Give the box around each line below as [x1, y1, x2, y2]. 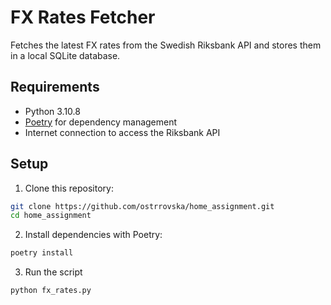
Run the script [24, 266, 83, 278]
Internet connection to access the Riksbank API [24, 126, 221, 138]
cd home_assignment [10, 211, 92, 221]
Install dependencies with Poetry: [24, 229, 163, 241]
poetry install [10, 248, 74, 258]
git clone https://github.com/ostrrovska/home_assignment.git [10, 201, 275, 211]
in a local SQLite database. [10, 49, 121, 61]
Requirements [10, 79, 100, 96]
